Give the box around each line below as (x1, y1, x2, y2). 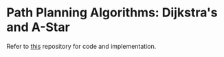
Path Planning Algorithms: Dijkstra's (6, 5, 218, 21)
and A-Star (6, 19, 70, 35)
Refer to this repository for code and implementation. (6, 42, 157, 50)
